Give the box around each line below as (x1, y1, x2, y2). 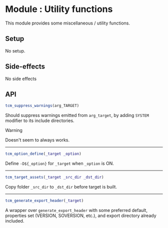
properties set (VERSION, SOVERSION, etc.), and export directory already (5, 212, 156, 218)
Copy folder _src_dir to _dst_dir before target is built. (5, 184, 117, 189)
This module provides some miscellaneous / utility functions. (5, 20, 130, 26)
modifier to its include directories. (5, 117, 74, 123)
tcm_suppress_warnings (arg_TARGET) (5, 103, 79, 108)
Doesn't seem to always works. (5, 137, 70, 143)
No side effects (5, 75, 36, 81)
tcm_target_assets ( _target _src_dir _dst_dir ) (5, 175, 104, 180)
